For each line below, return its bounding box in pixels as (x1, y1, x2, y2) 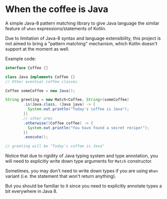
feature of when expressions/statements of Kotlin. (5, 25, 107, 31)
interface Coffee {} (5, 65, 49, 70)
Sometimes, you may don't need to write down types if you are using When (5, 168, 158, 174)
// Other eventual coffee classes (5, 79, 78, 84)
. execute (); (23, 135, 49, 140)
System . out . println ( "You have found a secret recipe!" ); (27, 125, 150, 130)
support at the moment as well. (5, 46, 69, 52)
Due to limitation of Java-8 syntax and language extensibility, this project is (5, 35, 161, 41)
